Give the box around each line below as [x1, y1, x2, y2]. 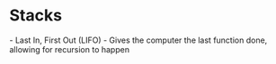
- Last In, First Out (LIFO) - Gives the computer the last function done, [9, 35, 268, 45]
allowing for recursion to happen [9, 44, 130, 54]
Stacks [9, 5, 63, 26]
